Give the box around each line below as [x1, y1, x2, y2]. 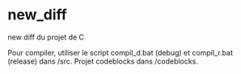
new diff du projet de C [7, 32, 85, 42]
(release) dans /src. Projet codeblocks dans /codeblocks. [7, 56, 199, 66]
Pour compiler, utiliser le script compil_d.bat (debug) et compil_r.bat [7, 47, 234, 57]
